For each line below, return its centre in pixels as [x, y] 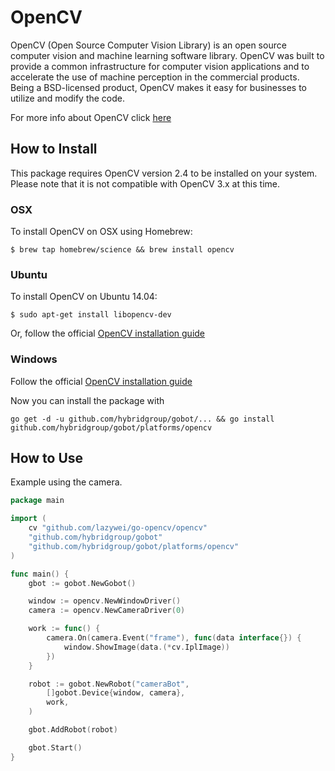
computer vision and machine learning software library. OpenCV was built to [167, 55]
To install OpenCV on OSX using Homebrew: [101, 232]
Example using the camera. [66, 482]
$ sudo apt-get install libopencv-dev [91, 315]
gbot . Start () [55, 747]
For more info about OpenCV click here [91, 117]
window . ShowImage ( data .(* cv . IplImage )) [146, 647]
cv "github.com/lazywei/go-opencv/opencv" [118, 528]
